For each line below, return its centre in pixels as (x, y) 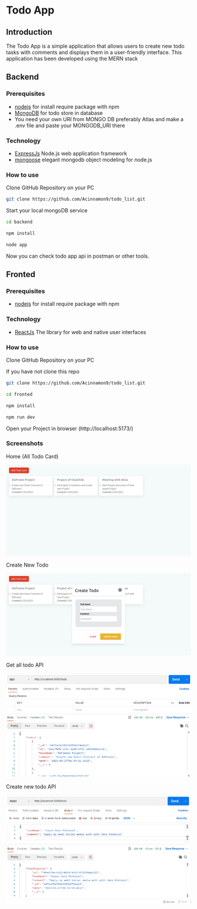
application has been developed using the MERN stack (72, 59)
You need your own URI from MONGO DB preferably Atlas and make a (99, 119)
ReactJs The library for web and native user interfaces (80, 332)
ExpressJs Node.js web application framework (71, 153)
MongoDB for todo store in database (59, 113)
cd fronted (19, 394)
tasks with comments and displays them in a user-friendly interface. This (94, 52)
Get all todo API (25, 665)
